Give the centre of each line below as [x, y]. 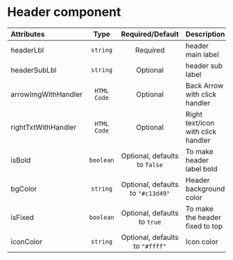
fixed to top [204, 226]
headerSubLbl [34, 70]
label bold [201, 168]
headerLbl [27, 50]
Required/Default [150, 34]
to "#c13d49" [150, 193]
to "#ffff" [150, 245]
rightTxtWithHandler [44, 127]
